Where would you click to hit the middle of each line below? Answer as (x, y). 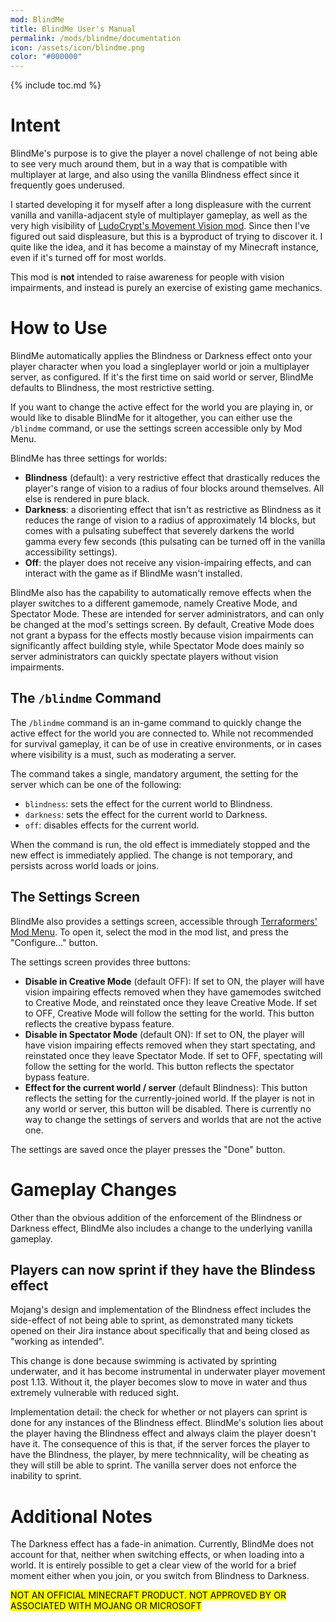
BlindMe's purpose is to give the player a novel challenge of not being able (164, 153)
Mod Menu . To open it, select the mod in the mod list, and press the (149, 932)
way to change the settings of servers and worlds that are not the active (173, 1119)
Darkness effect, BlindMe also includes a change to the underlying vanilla (161, 1228)
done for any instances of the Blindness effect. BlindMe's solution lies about (167, 1423)
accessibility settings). (71, 552)
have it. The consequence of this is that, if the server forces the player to (160, 1444)
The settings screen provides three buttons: (100, 962)
